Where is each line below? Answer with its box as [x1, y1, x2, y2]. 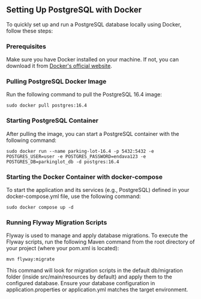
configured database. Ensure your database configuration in [6, 280, 155, 287]
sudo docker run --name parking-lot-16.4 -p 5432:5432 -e [6, 148, 154, 154]
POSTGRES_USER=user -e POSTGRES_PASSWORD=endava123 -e [6, 153, 146, 159]
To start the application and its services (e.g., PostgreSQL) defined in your [6, 186, 190, 193]
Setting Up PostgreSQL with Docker [6, 5, 142, 15]
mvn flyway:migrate [6, 256, 55, 262]
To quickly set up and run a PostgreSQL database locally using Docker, [6, 20, 182, 28]
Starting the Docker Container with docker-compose [6, 173, 163, 181]
